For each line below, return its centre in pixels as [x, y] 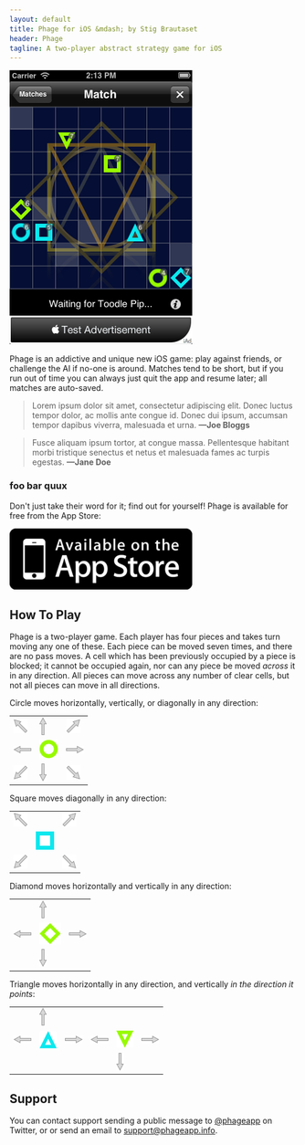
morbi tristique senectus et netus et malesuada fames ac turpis [151, 453]
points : [22, 993]
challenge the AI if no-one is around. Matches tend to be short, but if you [147, 369]
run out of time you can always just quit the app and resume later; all [138, 378]
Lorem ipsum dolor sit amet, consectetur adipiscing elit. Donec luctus [162, 405]
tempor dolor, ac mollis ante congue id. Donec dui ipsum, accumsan [159, 415]
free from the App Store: [56, 515]
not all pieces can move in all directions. [85, 686]
